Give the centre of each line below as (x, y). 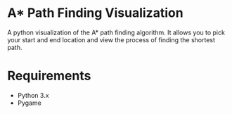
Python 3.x (33, 95)
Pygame (30, 103)
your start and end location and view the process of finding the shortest (111, 39)
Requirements (49, 76)
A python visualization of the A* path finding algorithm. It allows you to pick (116, 32)
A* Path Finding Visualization (96, 13)
